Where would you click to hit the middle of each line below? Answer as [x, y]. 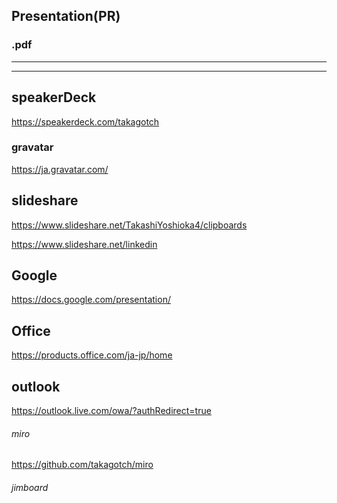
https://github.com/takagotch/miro [82, 465]
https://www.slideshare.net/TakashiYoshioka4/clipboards [129, 225]
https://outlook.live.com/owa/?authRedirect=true [111, 411]
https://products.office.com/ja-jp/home [92, 355]
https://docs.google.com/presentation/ [91, 300]
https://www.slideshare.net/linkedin [84, 244]
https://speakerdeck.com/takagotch [85, 121]
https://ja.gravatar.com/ [60, 169]
